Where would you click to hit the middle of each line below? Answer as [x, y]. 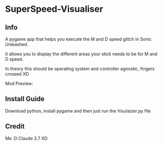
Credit [15, 127]
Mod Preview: [19, 83]
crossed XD [17, 74]
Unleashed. [17, 44]
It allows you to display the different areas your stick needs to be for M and [81, 54]
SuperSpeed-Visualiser [54, 9]
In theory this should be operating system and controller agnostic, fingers [80, 69]
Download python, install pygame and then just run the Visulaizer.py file [78, 111]
